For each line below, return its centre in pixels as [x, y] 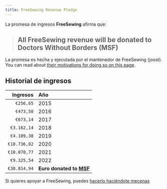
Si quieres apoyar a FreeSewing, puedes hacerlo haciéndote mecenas [77, 181]
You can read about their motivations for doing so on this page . [70, 65]
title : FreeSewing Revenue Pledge [41, 10]
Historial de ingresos [38, 81]
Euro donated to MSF [64, 168]
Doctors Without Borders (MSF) [68, 48]
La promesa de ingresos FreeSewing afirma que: [56, 24]
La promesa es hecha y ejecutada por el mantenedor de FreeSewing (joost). [84, 60]
